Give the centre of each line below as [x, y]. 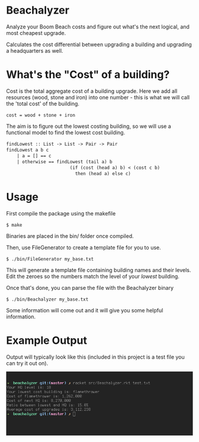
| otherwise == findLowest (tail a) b [65, 162]
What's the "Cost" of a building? [88, 75]
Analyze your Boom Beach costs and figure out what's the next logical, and [98, 27]
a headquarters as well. [35, 50]
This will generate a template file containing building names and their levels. [99, 270]
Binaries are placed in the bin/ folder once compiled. [70, 236]
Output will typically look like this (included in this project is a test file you [95, 357]
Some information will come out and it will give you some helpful [85, 310]
